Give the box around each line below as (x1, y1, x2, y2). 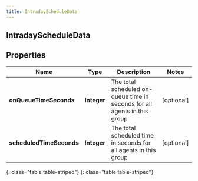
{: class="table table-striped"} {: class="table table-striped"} (6, 168, 154, 175)
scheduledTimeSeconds (9, 139, 80, 147)
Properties (6, 51, 46, 61)
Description (117, 68, 151, 76)
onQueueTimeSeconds (9, 96, 75, 104)
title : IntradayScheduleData (6, 8, 78, 15)
